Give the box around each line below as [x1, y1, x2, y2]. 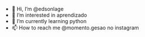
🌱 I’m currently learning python [11, 18, 87, 24]
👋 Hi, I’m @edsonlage [11, 6, 64, 12]
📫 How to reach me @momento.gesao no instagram [11, 24, 139, 31]
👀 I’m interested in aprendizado [11, 12, 87, 18]
